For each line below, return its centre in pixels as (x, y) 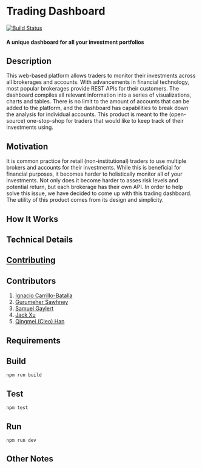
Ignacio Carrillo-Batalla (44, 295)
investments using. (30, 127)
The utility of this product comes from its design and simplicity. (85, 200)
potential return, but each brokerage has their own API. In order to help (95, 187)
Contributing (31, 260)
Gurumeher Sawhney (42, 302)
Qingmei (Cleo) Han (40, 322)
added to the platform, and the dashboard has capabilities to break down (97, 108)
